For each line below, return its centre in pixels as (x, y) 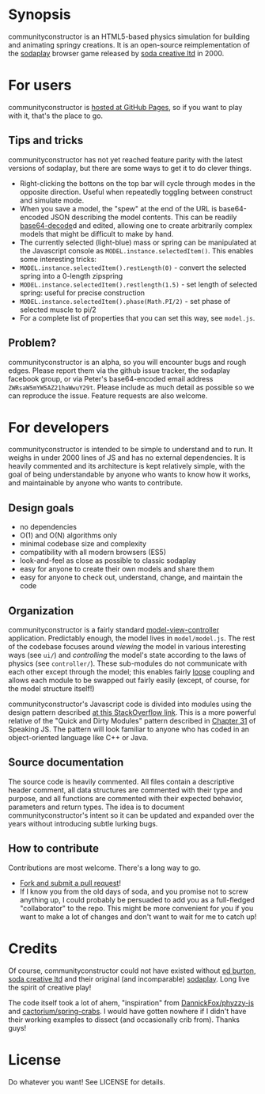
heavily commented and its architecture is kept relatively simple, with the (127, 466)
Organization (41, 611)
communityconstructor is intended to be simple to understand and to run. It (131, 450)
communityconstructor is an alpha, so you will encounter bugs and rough (127, 362)
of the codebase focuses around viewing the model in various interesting (127, 647)
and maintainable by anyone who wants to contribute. (96, 483)
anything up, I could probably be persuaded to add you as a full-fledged (137, 899)
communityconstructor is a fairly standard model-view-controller (114, 630)
